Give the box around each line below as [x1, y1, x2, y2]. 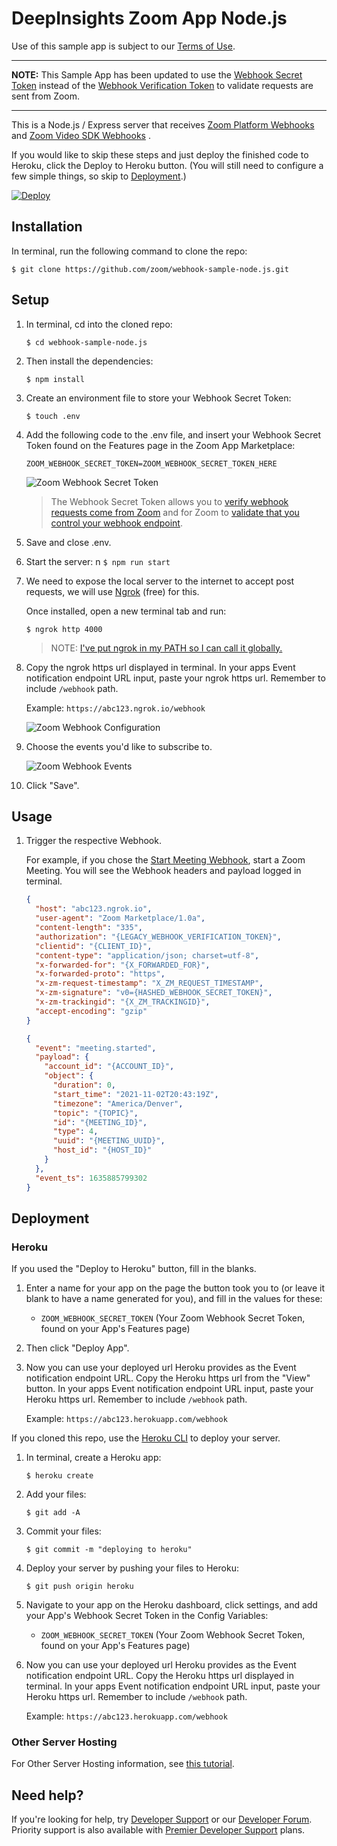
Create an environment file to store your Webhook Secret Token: [25, 392, 292, 404]
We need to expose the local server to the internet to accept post [25, 575, 295, 587]
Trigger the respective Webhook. [25, 835, 162, 847]
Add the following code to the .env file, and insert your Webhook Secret [25, 428, 321, 441]
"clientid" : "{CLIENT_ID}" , [35, 941, 153, 951]
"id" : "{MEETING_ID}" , [52, 1117, 148, 1127]
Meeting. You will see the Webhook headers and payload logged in [25, 865, 302, 877]
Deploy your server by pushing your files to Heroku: [25, 1562, 239, 1574]
